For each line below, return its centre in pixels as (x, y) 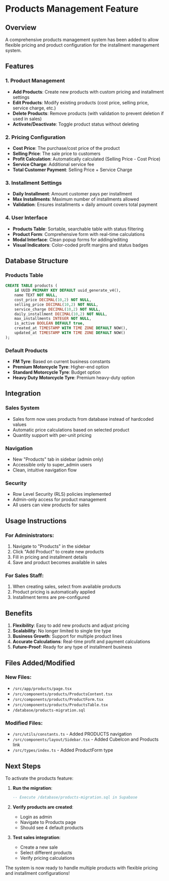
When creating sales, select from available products (67, 587)
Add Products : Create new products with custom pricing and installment (88, 92)
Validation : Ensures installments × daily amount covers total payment (85, 205)
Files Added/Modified (40, 663)
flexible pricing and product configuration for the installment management (82, 45)
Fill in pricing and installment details (50, 557)
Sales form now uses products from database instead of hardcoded (83, 419)
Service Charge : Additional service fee (53, 164)
